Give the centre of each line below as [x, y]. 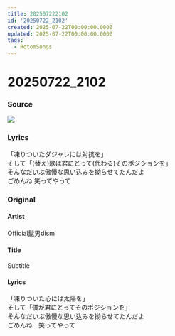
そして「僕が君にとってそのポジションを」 [69, 308]
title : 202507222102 [38, 14]
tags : [15, 40]
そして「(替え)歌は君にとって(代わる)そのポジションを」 [90, 163]
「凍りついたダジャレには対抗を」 [57, 154]
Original [21, 200]
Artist [16, 217]
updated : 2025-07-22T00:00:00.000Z [60, 34]
